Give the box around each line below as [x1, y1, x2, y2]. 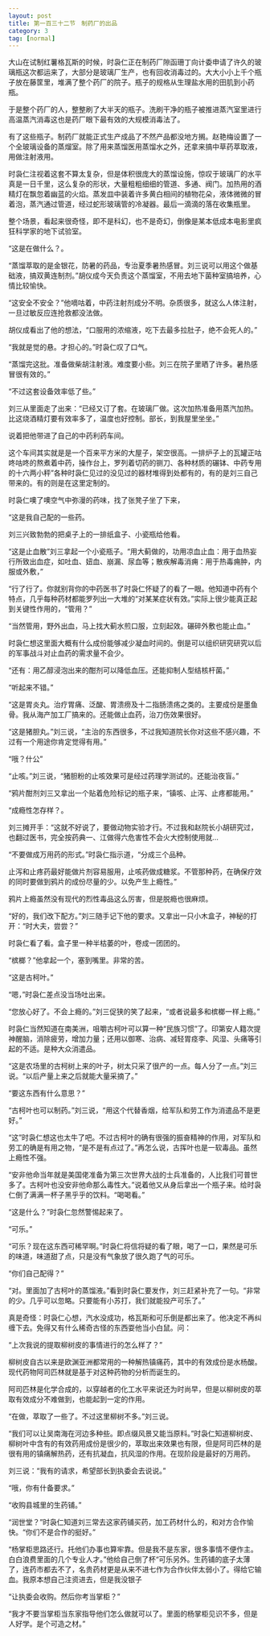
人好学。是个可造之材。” [8, 1619, 86, 1629]
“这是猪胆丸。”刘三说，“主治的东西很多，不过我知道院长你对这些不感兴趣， [8, 727, 254, 737]
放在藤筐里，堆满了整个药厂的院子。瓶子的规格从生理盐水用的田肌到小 [14, 77, 247, 87]
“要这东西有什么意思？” [8, 1088, 86, 1098]
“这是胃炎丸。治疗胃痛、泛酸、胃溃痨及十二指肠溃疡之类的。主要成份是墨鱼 [8, 700, 259, 710]
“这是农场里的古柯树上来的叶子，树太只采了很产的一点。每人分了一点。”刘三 [8, 1061, 258, 1071]
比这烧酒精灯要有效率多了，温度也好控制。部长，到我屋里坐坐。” [8, 414, 219, 424]
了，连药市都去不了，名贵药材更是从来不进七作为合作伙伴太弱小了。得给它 [8, 1564, 255, 1575]
